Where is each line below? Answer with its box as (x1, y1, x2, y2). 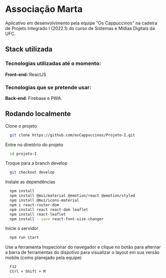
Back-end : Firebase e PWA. (5, 95, 62, 101)
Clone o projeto (5, 123, 37, 129)
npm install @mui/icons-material (9, 198, 79, 203)
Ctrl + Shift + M (9, 269, 46, 274)
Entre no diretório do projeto (5, 141, 63, 148)
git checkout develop (9, 170, 55, 175)
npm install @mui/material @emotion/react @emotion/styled (9, 193, 135, 198)
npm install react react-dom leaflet (9, 207, 88, 212)
